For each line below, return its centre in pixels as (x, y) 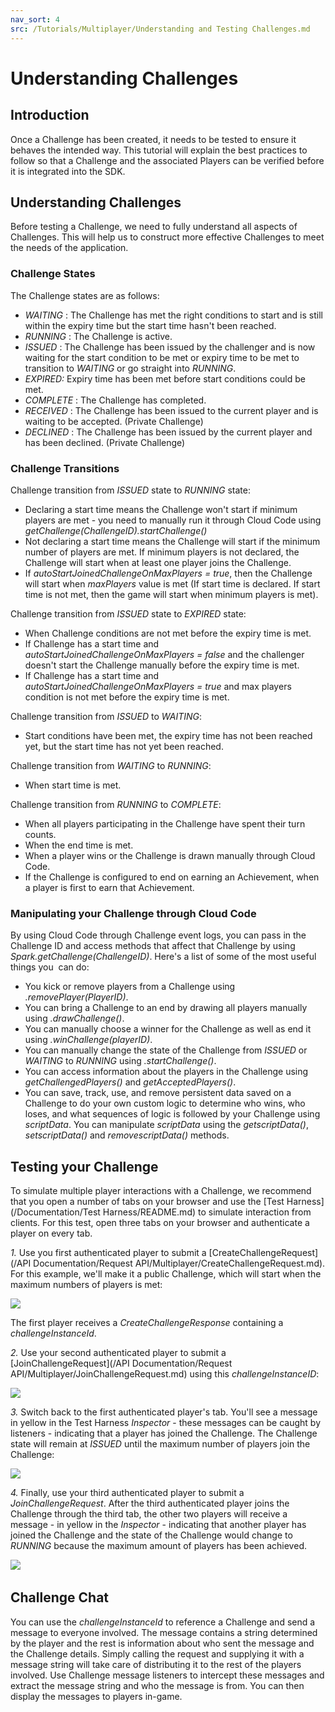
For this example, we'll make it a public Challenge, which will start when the (166, 1274)
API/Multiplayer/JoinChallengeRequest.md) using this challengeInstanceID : (165, 1374)
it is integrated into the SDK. (68, 171)
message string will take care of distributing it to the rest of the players (156, 1664)
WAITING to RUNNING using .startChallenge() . (120, 1061)
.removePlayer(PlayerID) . (76, 997)
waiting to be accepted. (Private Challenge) (114, 421)
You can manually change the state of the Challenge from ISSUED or (166, 1050)
